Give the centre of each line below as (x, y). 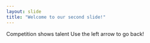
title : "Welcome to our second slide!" (56, 17)
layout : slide (24, 11)
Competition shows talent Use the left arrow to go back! (75, 34)
